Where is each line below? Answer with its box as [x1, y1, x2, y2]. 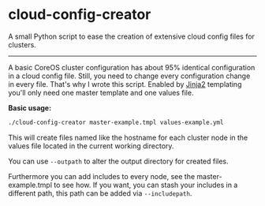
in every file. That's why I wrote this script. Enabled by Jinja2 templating [8, 79, 242, 88]
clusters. [8, 39, 37, 49]
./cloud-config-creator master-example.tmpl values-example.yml [8, 118, 224, 126]
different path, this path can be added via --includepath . [8, 188, 192, 198]
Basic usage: [8, 103, 52, 112]
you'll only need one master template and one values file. [8, 88, 194, 97]
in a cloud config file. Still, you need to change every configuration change [8, 71, 251, 81]
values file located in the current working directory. [8, 140, 174, 151]
